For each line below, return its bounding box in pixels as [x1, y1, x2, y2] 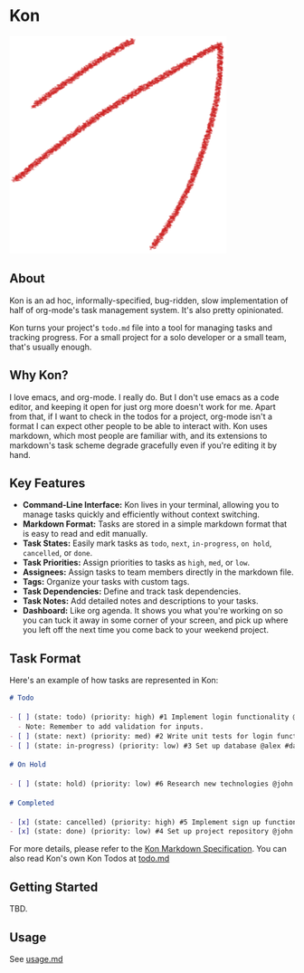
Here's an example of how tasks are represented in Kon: [9, 675, 219, 686]
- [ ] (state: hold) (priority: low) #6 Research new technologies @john [9, 779, 294, 788]
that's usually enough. [9, 341, 92, 352]
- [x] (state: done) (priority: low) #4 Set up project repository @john [9, 827, 294, 836]
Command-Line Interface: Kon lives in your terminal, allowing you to [22, 500, 280, 510]
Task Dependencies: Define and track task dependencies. [22, 586, 242, 597]
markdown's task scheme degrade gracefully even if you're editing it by [9, 440, 278, 451]
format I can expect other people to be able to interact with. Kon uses [9, 420, 269, 431]
